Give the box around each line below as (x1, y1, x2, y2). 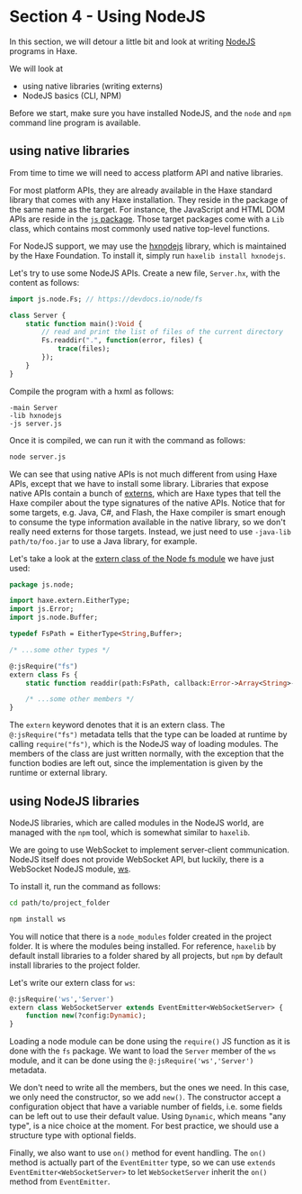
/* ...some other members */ (25, 695, 135, 704)
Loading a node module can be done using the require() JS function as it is (9, 1036, 290, 1047)
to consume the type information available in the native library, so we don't (9, 516, 286, 527)
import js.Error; (9, 605, 75, 614)
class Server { (9, 311, 67, 320)
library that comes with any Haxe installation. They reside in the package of (9, 194, 289, 205)
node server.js (9, 452, 67, 461)
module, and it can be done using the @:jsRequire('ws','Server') (9, 1055, 254, 1066)
